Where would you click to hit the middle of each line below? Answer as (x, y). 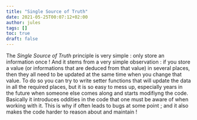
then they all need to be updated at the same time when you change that (94, 74)
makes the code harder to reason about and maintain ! (72, 112)
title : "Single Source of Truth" (47, 11)
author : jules (24, 22)
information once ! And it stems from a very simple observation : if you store (98, 62)
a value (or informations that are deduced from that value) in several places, (98, 68)
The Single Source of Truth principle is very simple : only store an (85, 56)
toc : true (18, 34)
